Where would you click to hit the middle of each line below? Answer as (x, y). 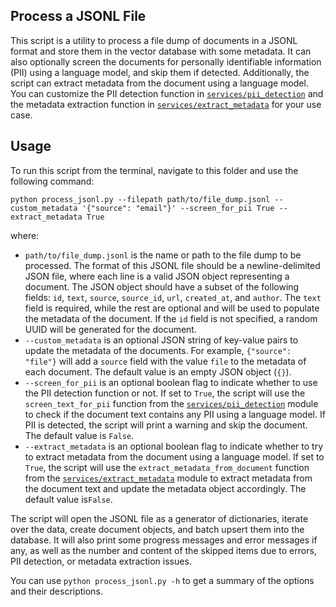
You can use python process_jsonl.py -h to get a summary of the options (162, 580)
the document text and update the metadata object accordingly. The (165, 488)
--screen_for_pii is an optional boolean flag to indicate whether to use (171, 382)
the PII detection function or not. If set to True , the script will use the (165, 393)
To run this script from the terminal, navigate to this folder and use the (154, 170)
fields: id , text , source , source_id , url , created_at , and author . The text (173, 297)
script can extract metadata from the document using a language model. (159, 83)
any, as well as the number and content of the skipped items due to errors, (163, 550)
